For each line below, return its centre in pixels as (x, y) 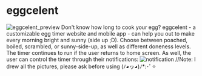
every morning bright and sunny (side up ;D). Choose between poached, (97, 40)
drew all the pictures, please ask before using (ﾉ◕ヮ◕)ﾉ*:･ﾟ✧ (81, 66)
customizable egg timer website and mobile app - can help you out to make (101, 33)
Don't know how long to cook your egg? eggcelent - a (128, 27)
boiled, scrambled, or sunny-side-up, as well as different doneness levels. (99, 46)
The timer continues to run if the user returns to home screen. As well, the (99, 52)
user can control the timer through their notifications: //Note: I (101, 59)
